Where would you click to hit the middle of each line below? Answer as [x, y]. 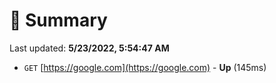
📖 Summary [58, 20]
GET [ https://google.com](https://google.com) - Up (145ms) [145, 67]
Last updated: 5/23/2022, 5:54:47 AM [89, 48]
